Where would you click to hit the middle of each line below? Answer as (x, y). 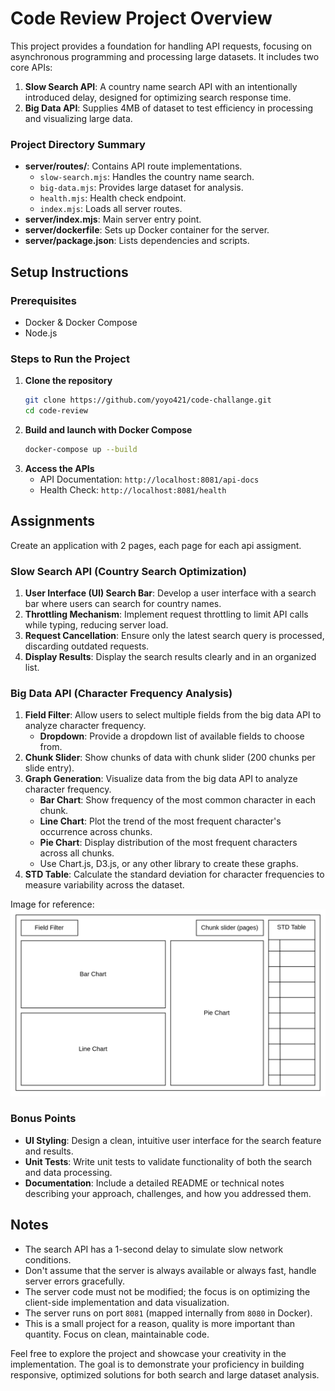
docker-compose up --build (81, 449)
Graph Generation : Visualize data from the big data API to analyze (161, 779)
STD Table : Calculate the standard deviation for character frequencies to (174, 874)
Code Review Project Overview (141, 18)
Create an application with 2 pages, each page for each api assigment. (156, 545)
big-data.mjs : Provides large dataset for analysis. (141, 188)
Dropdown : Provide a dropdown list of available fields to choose (172, 736)
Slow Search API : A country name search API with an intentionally (161, 86)
